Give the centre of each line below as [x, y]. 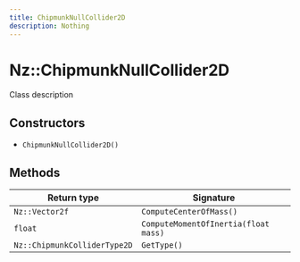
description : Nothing [50, 26]
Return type [74, 198]
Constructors [47, 123]
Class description [42, 95]
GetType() [162, 245]
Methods [35, 172]
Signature [214, 198]
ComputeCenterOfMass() [190, 212]
